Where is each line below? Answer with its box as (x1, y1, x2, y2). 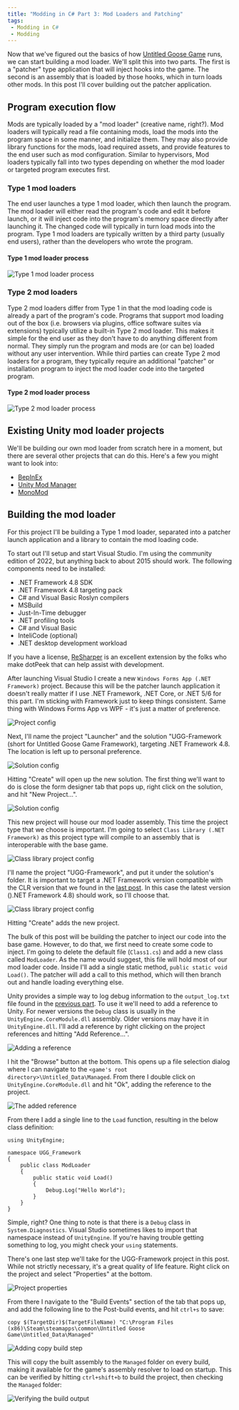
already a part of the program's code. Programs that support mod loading (7, 311, 224, 320)
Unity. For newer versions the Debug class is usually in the (7, 1007, 176, 1015)
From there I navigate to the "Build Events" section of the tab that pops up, (7, 1297, 226, 1306)
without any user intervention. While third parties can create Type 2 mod (7, 349, 220, 358)
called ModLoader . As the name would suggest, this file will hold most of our (7, 955, 228, 964)
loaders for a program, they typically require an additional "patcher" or (7, 356, 215, 365)
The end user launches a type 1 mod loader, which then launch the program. (7, 199, 232, 208)
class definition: (7, 1122, 54, 1132)
